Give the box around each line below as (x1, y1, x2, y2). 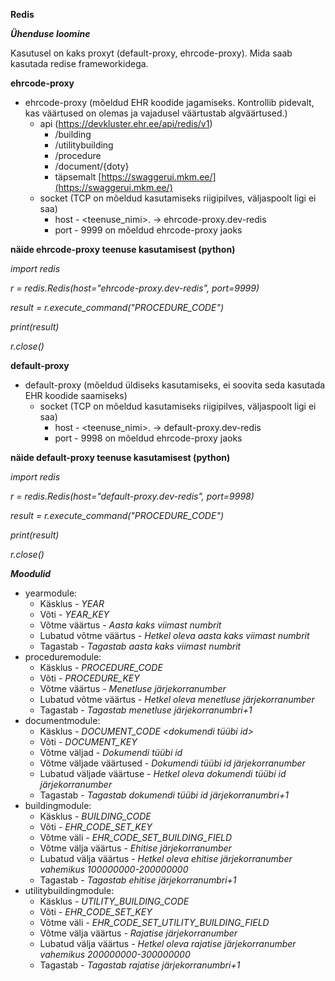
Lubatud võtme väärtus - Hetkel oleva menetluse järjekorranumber (39, 694, 315, 705)
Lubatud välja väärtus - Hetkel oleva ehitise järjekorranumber (39, 853, 293, 864)
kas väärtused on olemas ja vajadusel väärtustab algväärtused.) (24, 107, 288, 119)
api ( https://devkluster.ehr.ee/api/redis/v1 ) (39, 118, 213, 129)
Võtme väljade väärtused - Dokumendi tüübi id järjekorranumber (39, 757, 306, 769)
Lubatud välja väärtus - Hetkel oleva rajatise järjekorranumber (39, 938, 297, 949)
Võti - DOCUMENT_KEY (39, 736, 138, 748)
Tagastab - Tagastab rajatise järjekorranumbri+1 (39, 959, 241, 971)
